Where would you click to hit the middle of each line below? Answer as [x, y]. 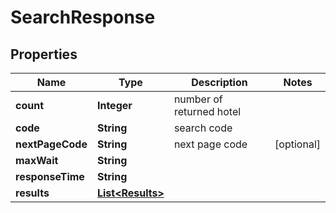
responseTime [50, 176]
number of [198, 99]
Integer [114, 105]
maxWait [37, 160]
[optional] [297, 144]
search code [203, 128]
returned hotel [207, 111]
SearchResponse [83, 17]
